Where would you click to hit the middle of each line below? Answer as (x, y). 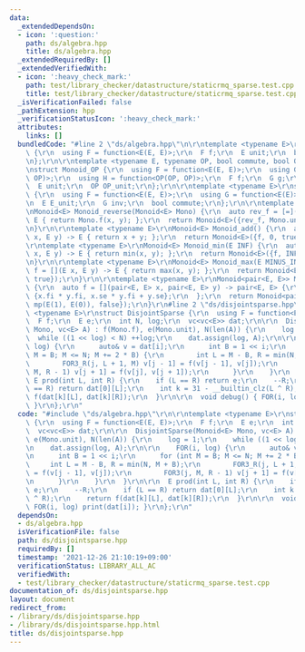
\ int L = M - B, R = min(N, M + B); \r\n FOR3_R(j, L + (156, 465)
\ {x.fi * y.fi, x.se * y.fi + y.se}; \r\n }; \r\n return (140, 296)
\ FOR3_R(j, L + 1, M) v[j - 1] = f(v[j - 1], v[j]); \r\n (152, 364)
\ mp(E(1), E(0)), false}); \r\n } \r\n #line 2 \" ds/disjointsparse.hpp (160, 305)
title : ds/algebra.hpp (69, 52)
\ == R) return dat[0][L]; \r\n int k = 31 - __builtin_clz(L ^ (154, 389)
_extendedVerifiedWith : (62, 69)
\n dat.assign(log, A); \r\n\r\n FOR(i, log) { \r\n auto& (158, 448)
